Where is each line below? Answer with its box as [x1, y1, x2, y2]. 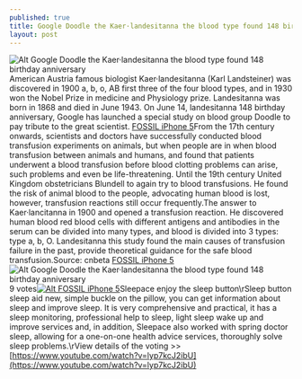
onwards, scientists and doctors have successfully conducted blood [9, 131, 262, 142]
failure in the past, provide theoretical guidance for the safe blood [9, 245, 253, 256]
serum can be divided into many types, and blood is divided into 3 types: [9, 226, 279, 237]
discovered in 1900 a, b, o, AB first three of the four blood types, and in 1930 [9, 83, 293, 94]
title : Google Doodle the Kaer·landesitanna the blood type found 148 [9, 22, 280, 31]
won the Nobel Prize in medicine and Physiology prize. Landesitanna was [9, 93, 280, 103]
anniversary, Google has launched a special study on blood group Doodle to [9, 111, 290, 122]
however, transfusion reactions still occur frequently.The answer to [9, 198, 257, 208]
